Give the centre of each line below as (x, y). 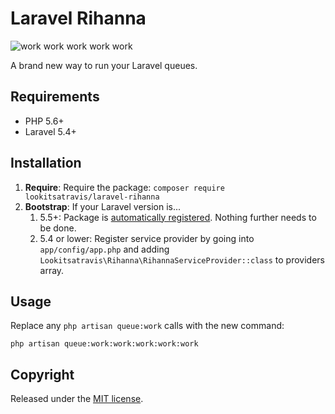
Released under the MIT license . (77, 399)
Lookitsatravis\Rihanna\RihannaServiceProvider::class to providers (182, 259)
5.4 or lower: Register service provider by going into (147, 238)
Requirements (55, 97)
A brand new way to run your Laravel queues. (104, 65)
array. (52, 270)
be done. (58, 228)
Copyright (42, 374)
